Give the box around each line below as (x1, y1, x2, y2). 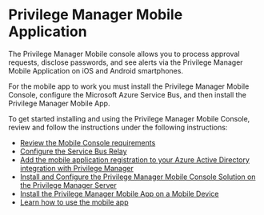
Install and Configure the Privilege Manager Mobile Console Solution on (19, 172, 256, 181)
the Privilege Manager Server (19, 180, 118, 189)
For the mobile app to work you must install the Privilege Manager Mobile (8, 82, 250, 91)
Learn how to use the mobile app (19, 197, 130, 207)
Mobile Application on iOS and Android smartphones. (8, 66, 184, 75)
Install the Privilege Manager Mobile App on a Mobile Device (19, 189, 219, 198)
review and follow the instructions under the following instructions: (8, 122, 228, 132)
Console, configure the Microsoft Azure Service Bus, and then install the (8, 90, 246, 99)
